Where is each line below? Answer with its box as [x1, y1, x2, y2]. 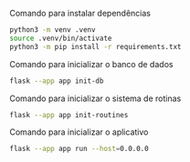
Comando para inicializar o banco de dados [9, 58, 174, 69]
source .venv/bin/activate [9, 34, 112, 43]
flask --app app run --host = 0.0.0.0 [9, 145, 149, 154]
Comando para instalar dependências [9, 8, 151, 18]
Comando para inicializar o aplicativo [9, 127, 149, 137]
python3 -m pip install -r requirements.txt [9, 42, 182, 51]
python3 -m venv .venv [9, 25, 96, 35]
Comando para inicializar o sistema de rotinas [9, 93, 182, 104]
